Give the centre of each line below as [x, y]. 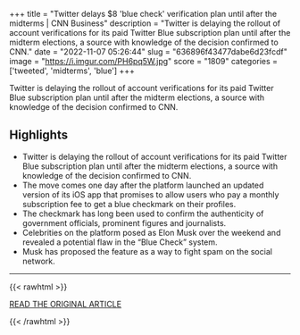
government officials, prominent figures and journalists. [124, 222]
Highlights [39, 135]
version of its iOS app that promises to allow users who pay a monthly [150, 194]
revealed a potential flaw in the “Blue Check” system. [120, 242]
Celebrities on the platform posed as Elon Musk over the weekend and [151, 232]
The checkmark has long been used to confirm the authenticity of [143, 214]
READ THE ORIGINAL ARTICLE [66, 304]
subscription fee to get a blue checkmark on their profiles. [129, 204]
